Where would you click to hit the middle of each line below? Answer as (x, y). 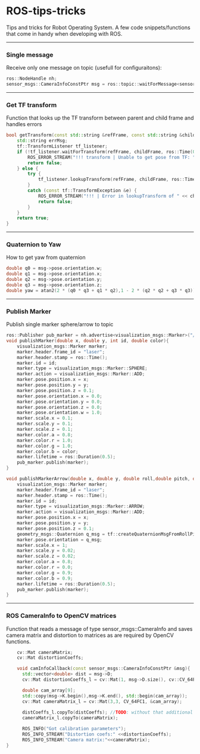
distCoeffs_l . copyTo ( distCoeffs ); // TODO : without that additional (107, 712)
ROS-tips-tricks (46, 11)
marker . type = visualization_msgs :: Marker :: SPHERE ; (82, 368)
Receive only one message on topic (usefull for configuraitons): (84, 68)
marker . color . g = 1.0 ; (45, 446)
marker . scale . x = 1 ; (42, 545)
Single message (30, 55)
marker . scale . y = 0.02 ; (46, 551)
